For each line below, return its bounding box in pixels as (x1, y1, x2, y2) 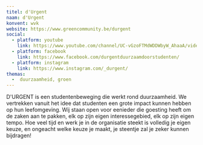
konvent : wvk (6, 20, 39, 26)
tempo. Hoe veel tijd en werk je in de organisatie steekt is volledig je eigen (6, 119, 191, 126)
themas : (6, 71, 26, 77)
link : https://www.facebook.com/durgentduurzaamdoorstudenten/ (17, 54, 180, 60)
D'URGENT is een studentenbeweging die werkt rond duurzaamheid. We (6, 93, 187, 101)
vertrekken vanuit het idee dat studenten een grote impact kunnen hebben (6, 99, 192, 107)
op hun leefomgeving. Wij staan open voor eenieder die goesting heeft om (6, 106, 192, 113)
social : (6, 32, 26, 38)
